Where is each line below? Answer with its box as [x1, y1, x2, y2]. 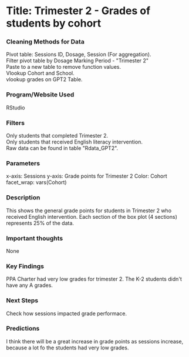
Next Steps [6, 296, 39, 305]
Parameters [6, 159, 40, 167]
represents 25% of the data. [6, 219, 75, 226]
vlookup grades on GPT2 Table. [6, 76, 83, 83]
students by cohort [6, 16, 102, 30]
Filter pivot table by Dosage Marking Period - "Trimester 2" [6, 57, 148, 64]
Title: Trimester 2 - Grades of [6, 4, 151, 18]
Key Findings [6, 262, 44, 270]
